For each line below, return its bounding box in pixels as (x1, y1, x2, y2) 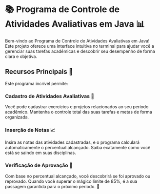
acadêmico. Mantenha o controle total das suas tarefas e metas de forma (5, 109, 152, 115)
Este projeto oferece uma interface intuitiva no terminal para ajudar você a (5, 43, 155, 49)
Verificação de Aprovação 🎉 (5, 162, 73, 169)
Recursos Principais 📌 (5, 68, 73, 76)
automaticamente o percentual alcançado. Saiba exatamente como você (5, 145, 151, 151)
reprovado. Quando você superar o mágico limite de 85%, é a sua (5, 178, 138, 184)
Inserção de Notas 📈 (5, 126, 56, 133)
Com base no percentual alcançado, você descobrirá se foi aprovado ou (5, 173, 151, 179)
